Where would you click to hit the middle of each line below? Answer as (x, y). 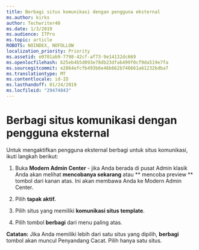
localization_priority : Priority (48, 51)
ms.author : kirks (28, 18)
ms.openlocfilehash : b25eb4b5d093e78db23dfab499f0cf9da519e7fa (87, 62)
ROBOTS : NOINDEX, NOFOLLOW (40, 46)
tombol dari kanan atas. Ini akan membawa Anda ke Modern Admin (98, 181)
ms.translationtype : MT (36, 74)
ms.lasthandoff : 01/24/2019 (42, 85)
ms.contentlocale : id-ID (37, 79)
